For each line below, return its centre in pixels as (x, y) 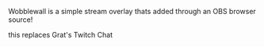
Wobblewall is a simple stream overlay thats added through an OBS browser (132, 11)
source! (21, 20)
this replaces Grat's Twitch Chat (61, 35)
